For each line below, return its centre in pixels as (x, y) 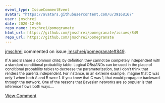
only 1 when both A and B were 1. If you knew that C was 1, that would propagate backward (82, 78)
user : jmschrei (21, 19)
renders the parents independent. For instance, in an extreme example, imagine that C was (82, 73)
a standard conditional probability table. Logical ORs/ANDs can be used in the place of (79, 65)
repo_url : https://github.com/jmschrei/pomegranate (59, 38)
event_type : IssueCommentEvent (37, 10)
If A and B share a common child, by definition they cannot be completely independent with (83, 60)
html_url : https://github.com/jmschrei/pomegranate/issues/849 (72, 33)
